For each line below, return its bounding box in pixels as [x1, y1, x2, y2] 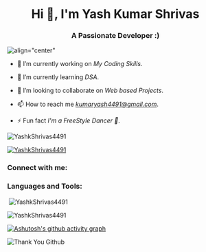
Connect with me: [7, 163, 68, 173]
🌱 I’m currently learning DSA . [16, 73, 100, 81]
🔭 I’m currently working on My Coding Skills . [16, 60, 143, 68]
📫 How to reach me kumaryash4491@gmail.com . [16, 100, 159, 109]
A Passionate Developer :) [71, 31, 160, 41]
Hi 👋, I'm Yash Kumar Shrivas [31, 6, 200, 22]
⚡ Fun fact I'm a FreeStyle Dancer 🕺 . [16, 116, 120, 125]
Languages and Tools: [7, 182, 82, 191]
